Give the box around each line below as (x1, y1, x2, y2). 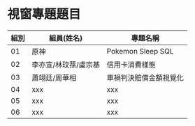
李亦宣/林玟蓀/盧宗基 (31, 60, 100, 70)
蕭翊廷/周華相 (31, 72, 77, 82)
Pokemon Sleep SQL (106, 46, 174, 56)
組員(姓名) (48, 33, 83, 42)
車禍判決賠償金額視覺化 (106, 72, 184, 82)
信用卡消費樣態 (106, 60, 156, 70)
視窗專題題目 (7, 6, 82, 22)
